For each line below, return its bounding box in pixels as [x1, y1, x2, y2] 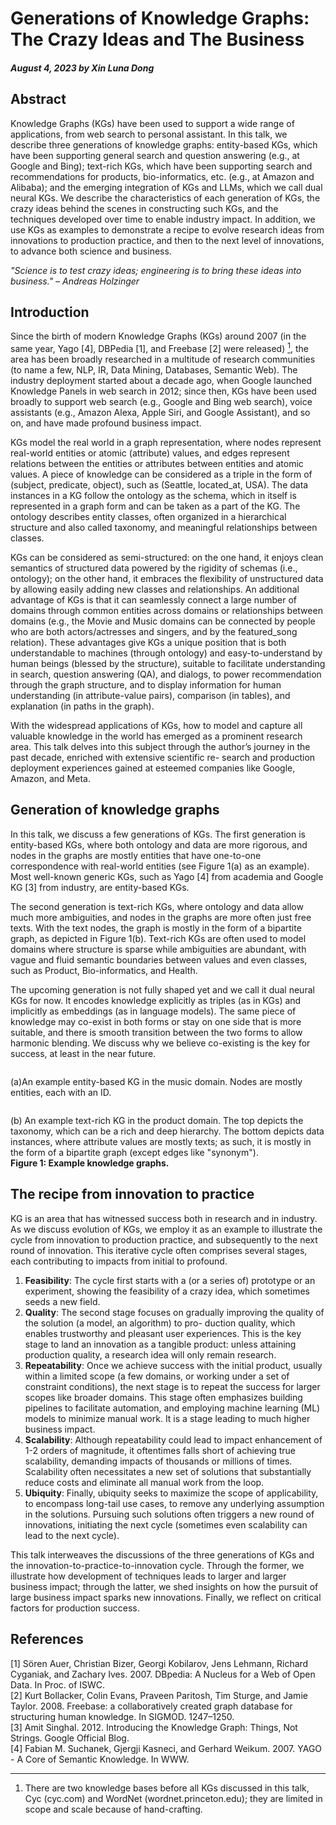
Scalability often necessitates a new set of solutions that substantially [24, 1465, 312, 1477]
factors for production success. [10, 1602, 140, 1614]
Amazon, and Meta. [10, 773, 91, 785]
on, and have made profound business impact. [10, 417, 202, 429]
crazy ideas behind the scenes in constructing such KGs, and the [10, 202, 279, 214]
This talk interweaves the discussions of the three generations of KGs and [10, 1548, 315, 1561]
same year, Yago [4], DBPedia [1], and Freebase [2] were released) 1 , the [10, 341, 309, 355]
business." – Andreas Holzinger [10, 275, 140, 287]
